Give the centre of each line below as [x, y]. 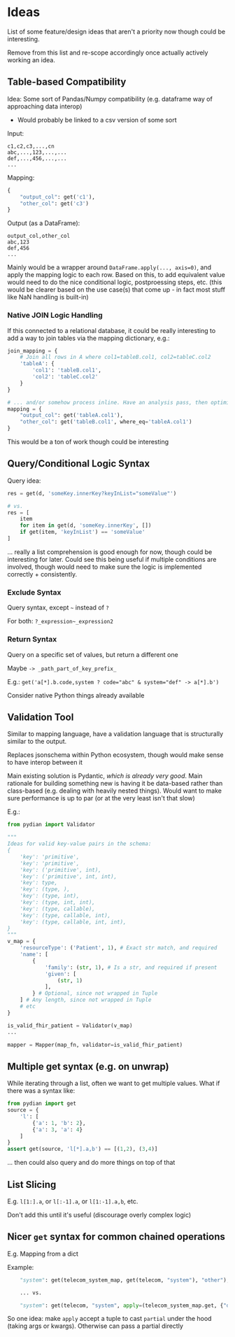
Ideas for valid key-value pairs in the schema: [79, 844]
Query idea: [24, 481]
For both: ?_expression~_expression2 [60, 621]
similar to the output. [37, 742]
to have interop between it [45, 763]
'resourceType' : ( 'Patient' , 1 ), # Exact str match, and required [119, 948]
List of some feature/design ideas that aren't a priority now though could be [116, 31]
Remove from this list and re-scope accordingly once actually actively [108, 52]
